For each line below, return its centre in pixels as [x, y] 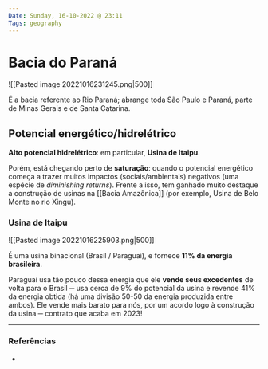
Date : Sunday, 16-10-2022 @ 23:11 [66, 16]
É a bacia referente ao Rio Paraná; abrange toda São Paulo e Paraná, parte [130, 100]
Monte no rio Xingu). [42, 202]
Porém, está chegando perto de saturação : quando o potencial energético [131, 168]
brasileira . [25, 264]
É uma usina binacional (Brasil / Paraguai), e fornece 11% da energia [120, 255]
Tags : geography [35, 23]
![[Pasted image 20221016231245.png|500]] [81, 84]
